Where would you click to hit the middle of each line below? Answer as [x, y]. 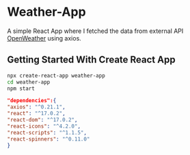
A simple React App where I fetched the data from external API [95, 31]
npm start [21, 88]
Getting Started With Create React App [91, 60]
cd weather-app [29, 82]
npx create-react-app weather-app [56, 75]
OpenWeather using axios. [44, 38]
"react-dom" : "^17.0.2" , [42, 120]
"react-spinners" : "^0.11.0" [49, 139]
